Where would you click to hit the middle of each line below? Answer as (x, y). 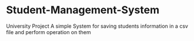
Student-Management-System (83, 10)
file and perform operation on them (48, 32)
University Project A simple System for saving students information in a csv (97, 26)
